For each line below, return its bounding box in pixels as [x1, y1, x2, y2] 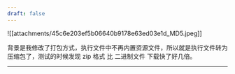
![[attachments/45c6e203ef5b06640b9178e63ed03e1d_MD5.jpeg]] [7, 29, 203, 37]
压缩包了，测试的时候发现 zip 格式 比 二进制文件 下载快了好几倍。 [7, 52, 197, 60]
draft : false [7, 10, 45, 17]
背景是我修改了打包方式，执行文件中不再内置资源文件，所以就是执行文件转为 [7, 43, 228, 52]
